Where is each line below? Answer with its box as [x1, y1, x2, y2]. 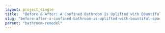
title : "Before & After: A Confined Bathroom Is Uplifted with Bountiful [5, 12, 162, 16]
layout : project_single [5, 7, 54, 12]
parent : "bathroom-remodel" [5, 20, 63, 26]
